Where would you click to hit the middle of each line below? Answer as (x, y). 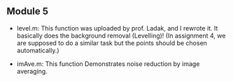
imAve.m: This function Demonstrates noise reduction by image (108, 64)
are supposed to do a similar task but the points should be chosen (112, 43)
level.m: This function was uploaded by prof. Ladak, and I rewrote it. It (117, 28)
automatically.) (38, 50)
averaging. (32, 71)
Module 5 (27, 11)
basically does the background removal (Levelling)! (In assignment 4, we (121, 35)
